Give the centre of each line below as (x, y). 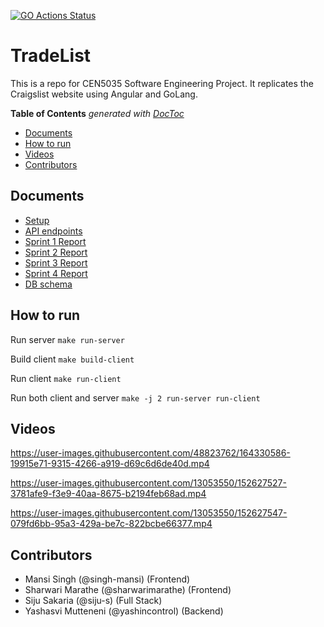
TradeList (51, 56)
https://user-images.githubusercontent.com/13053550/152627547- (149, 513)
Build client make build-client (72, 359)
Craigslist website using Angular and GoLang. (104, 94)
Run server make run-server (67, 339)
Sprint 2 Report (56, 252)
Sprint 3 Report (56, 262)
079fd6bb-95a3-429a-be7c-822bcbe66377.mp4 (111, 524)
